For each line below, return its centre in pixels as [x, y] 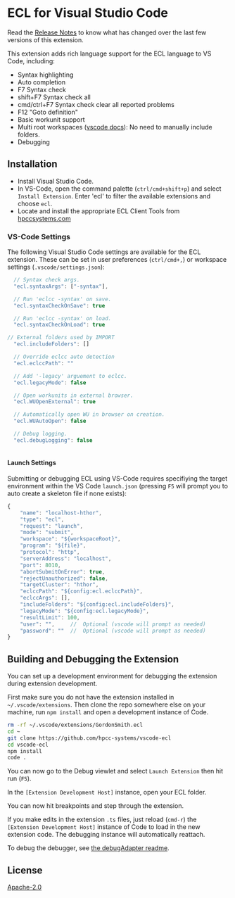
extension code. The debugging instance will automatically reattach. [106, 835]
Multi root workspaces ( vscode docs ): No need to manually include [115, 127]
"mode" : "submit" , [47, 533]
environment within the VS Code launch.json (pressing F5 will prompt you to [118, 486]
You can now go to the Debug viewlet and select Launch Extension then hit [115, 771]
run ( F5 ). [19, 778]
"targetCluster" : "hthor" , [59, 585]
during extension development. [52, 683]
